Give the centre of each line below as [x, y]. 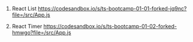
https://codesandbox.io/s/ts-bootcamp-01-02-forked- [110, 26]
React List [24, 9]
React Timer [27, 26]
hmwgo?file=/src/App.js [41, 33]
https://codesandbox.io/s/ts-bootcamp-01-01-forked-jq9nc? [112, 9]
